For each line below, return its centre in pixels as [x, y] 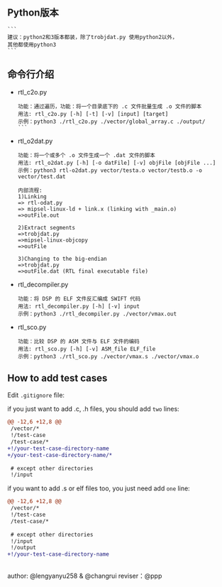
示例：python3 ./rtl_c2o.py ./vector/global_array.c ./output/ [111, 122]
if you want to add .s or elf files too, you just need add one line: [99, 488]
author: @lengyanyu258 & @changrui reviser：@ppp [85, 576]
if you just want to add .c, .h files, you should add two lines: [93, 409]
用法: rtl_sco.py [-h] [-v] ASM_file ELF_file [87, 349]
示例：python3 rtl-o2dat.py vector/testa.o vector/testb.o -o [110, 170]
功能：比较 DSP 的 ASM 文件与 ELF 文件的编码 [78, 341]
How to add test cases [57, 378]
